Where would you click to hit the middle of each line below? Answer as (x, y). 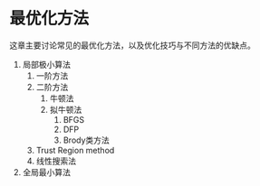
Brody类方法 (87, 140)
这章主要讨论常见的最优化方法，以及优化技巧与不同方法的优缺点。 (132, 45)
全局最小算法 (46, 172)
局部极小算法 (46, 64)
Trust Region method (75, 150)
